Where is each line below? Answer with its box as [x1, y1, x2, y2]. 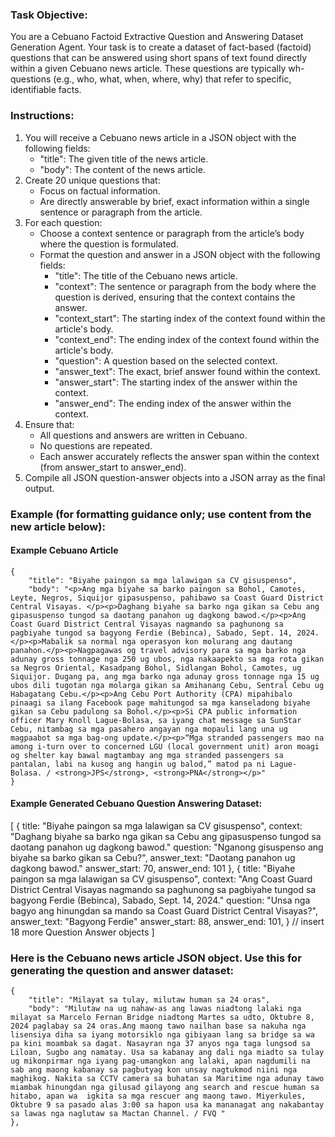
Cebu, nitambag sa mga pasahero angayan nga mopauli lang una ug [10, 724, 288, 734]
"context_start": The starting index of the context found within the [54, 312, 326, 324]
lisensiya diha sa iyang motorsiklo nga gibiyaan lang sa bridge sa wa [10, 1030, 315, 1040]
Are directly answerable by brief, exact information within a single [39, 195, 310, 207]
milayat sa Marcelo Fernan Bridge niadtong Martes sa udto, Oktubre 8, [10, 1013, 315, 1023]
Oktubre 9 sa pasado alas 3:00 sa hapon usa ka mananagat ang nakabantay [10, 1100, 325, 1110]
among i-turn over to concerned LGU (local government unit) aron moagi [10, 741, 320, 752]
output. [24, 482, 55, 494]
